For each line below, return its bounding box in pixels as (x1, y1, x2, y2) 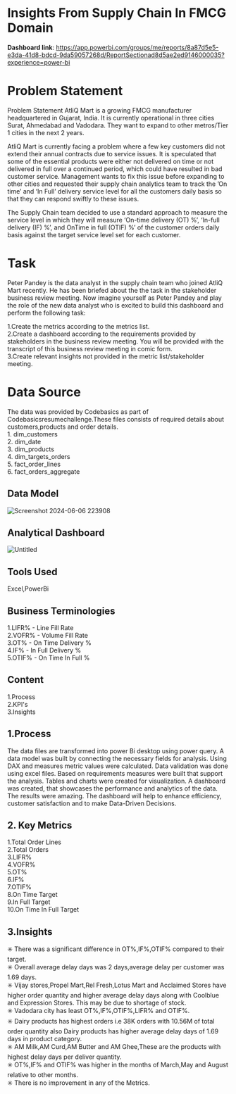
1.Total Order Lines (7, 838, 62, 846)
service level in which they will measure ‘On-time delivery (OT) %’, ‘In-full (7, 215, 220, 224)
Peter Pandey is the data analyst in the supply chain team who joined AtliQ (7, 278, 223, 287)
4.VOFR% (7, 860, 36, 869)
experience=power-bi (7, 58, 70, 66)
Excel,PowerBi (7, 584, 49, 593)
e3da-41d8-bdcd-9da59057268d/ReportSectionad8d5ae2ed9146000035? (7, 51, 225, 59)
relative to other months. (7, 1071, 79, 1079)
